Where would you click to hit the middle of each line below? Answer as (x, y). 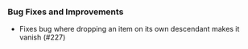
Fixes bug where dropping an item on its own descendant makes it (129, 29)
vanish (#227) (42, 37)
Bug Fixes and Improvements (66, 12)
